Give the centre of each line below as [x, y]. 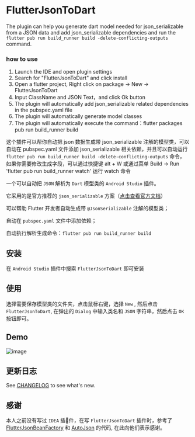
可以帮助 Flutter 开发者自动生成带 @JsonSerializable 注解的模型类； [88, 209]
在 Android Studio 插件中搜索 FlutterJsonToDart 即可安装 [75, 269]
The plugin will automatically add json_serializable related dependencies [101, 104]
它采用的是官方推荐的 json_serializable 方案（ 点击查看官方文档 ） [86, 196]
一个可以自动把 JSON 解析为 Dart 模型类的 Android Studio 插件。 [83, 183]
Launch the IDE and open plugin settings [63, 72]
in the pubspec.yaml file [43, 110]
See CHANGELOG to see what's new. [51, 386]
